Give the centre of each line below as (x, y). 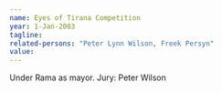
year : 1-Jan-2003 (42, 26)
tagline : (26, 35)
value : (22, 52)
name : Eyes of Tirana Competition (75, 18)
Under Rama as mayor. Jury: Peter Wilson (88, 77)
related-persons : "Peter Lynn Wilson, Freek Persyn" (112, 43)
